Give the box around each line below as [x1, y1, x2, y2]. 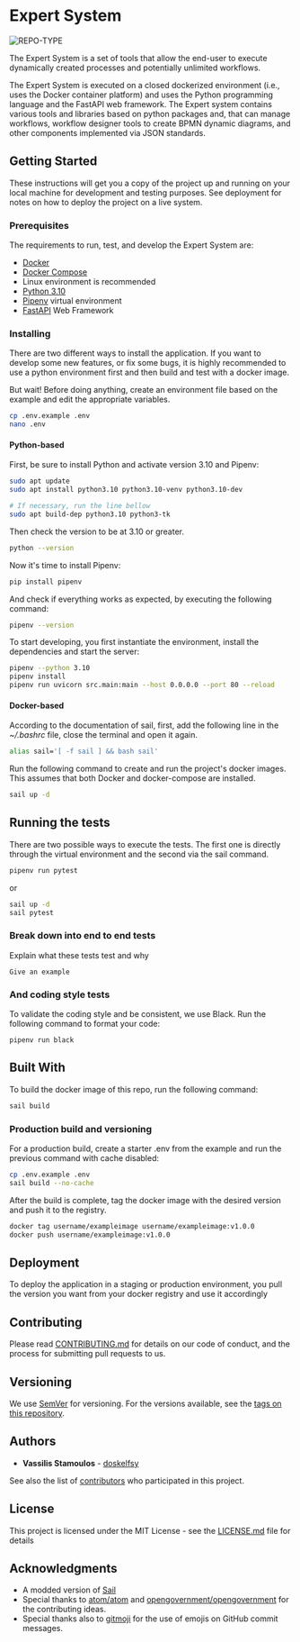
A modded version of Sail [22, 1584, 117, 1595]
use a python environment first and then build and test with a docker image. [9, 367, 290, 378]
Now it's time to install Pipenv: [9, 559, 121, 570]
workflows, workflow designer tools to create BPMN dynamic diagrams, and [9, 118, 291, 129]
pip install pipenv [9, 577, 83, 586]
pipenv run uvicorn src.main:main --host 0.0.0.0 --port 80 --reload [9, 681, 276, 690]
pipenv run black [9, 1036, 75, 1045]
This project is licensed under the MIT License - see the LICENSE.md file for [9, 1525, 291, 1536]
